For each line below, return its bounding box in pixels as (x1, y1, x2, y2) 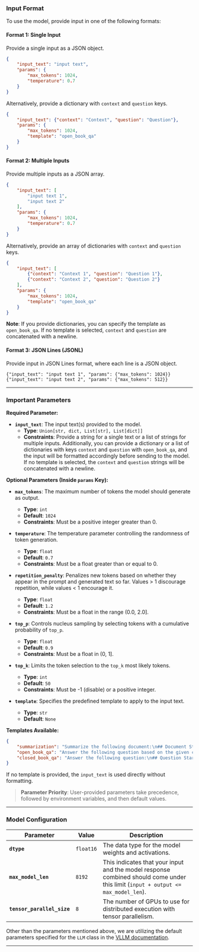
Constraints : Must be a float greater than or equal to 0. (23, 560, 158, 567)
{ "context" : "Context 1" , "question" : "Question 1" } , (27, 271, 163, 277)
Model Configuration (6, 815, 68, 824)
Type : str (23, 709, 48, 716)
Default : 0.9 (23, 644, 53, 651)
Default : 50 (23, 680, 51, 687)
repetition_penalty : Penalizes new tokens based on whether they (14, 572, 176, 579)
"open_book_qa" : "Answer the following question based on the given (17, 749, 190, 755)
